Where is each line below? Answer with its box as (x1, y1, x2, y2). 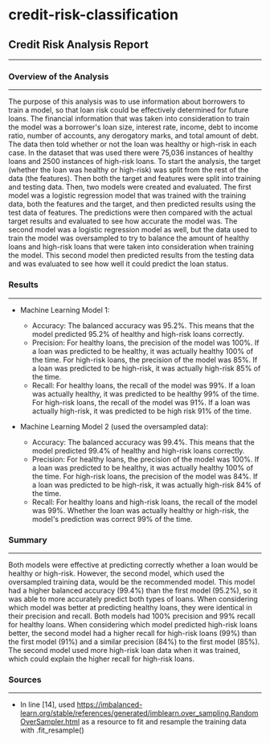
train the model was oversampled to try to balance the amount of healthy (8, 233, 250, 243)
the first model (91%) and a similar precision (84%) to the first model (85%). (8, 637, 260, 647)
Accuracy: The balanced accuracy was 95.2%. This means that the (31, 320, 255, 330)
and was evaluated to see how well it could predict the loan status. (8, 259, 229, 269)
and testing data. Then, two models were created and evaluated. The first (8, 183, 252, 192)
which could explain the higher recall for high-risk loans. (8, 654, 195, 663)
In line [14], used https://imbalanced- (19, 700, 143, 709)
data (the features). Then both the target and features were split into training (8, 174, 261, 183)
